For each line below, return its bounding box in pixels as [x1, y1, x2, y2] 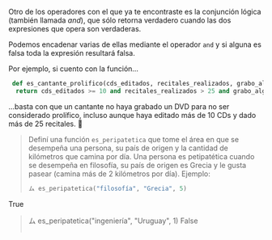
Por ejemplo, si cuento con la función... [8, 64, 139, 74]
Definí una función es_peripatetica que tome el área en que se [28, 134, 240, 144]
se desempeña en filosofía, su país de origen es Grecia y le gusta [28, 160, 247, 170]
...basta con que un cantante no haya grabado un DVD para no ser [8, 101, 230, 112]
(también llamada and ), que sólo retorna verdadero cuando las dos [8, 15, 232, 25]
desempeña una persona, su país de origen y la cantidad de [28, 143, 229, 153]
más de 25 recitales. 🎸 [8, 119, 83, 128]
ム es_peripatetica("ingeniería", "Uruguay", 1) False [28, 216, 198, 225]
